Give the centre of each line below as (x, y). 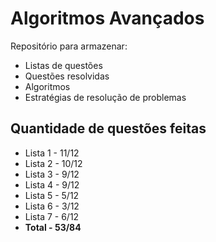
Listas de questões (63, 65)
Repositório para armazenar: (69, 46)
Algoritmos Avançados (107, 18)
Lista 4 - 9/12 (52, 184)
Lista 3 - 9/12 (52, 174)
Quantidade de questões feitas (108, 128)
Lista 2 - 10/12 (53, 163)
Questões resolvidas (67, 76)
